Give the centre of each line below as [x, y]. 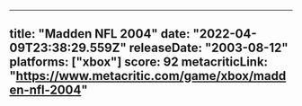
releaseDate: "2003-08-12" [209, 48]
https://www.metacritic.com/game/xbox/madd [151, 76]
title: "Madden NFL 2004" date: [100, 34]
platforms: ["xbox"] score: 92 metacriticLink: [138, 62]
